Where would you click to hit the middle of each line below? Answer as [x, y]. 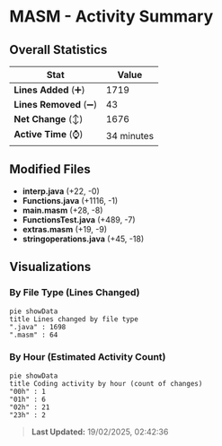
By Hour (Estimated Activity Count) [88, 357]
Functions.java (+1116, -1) [70, 200]
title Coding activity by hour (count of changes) [106, 383]
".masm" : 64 [34, 335]
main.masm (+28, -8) [62, 210]
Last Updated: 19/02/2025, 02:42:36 [100, 432]
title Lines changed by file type [74, 319]
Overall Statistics [58, 50]
